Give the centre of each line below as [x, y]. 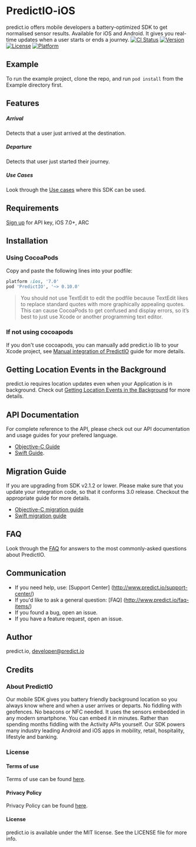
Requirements [32, 208]
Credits [20, 670]
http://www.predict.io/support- [150, 587]
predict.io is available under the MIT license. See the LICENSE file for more [97, 832]
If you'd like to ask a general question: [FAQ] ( [70, 600]
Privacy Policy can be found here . [47, 806]
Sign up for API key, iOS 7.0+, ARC [48, 222]
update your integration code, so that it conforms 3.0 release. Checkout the [98, 492]
